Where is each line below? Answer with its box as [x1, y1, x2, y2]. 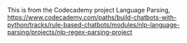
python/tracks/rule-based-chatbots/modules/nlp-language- [7, 21, 180, 28]
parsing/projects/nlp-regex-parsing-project [7, 28, 133, 36]
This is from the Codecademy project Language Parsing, [7, 6, 170, 14]
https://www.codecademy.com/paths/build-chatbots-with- [7, 13, 177, 21]
